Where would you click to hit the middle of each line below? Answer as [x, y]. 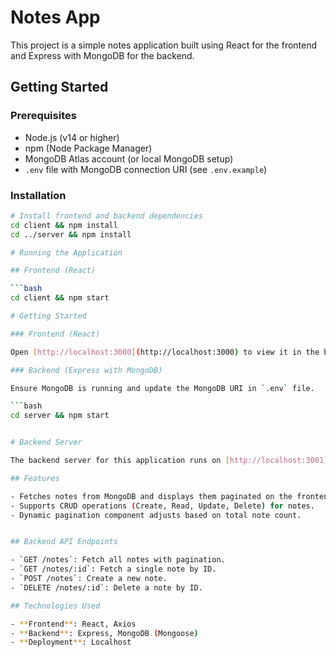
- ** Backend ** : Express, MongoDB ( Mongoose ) [104, 633]
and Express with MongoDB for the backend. [102, 55]
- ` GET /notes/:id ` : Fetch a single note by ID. [113, 569]
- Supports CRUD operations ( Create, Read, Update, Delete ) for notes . [162, 506]
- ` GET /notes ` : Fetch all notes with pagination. [118, 560]
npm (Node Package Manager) [88, 148]
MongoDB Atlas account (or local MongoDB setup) [129, 158]
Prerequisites [43, 116]
